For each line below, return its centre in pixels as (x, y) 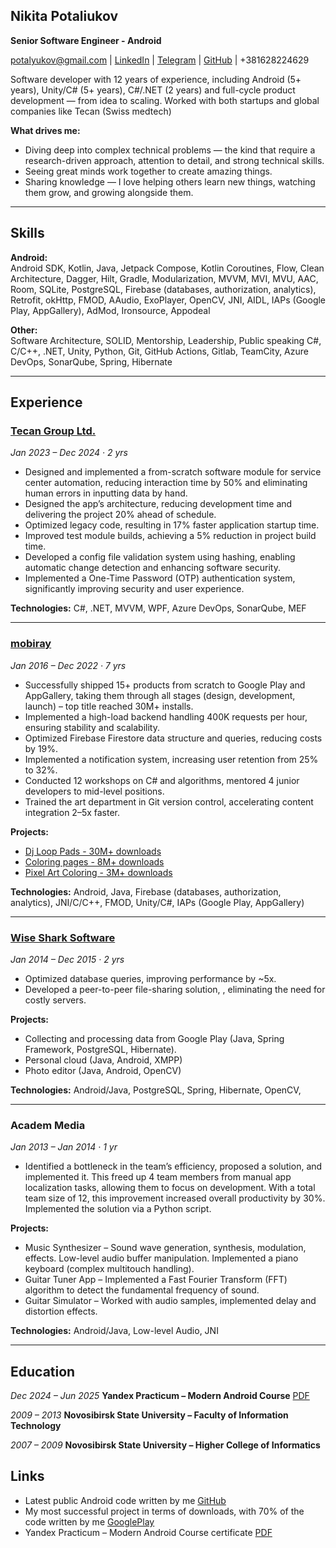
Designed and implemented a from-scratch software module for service (173, 472)
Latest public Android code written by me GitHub (125, 1500)
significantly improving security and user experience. (134, 589)
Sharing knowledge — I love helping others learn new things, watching (170, 181)
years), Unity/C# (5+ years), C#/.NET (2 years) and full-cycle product (153, 90)
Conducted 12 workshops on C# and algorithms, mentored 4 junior (162, 780)
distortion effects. (61, 1311)
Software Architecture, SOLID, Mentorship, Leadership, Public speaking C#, (166, 340)
